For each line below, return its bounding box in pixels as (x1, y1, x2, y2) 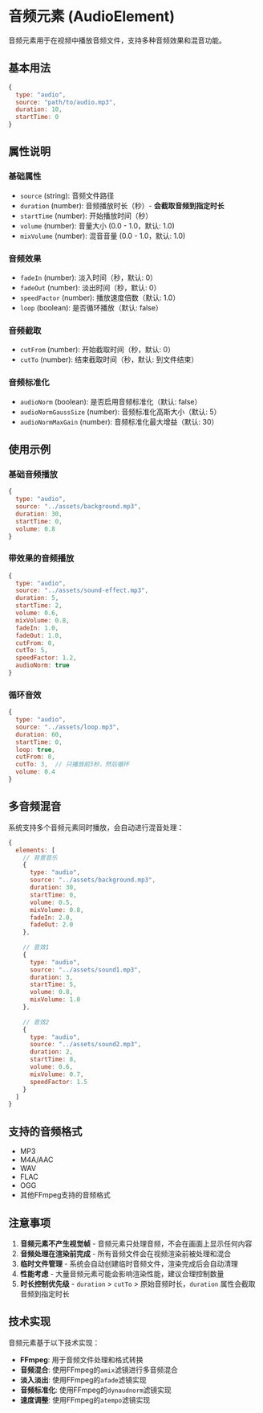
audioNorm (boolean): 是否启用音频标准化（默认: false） (19, 396, 202, 406)
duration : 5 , (15, 594, 59, 602)
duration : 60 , (15, 730, 63, 738)
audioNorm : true (15, 661, 70, 670)
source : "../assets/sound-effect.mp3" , (15, 586, 149, 595)
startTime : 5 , (29, 980, 78, 989)
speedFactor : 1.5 (29, 1078, 88, 1086)
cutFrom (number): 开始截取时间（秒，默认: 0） (19, 345, 175, 355)
